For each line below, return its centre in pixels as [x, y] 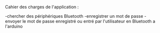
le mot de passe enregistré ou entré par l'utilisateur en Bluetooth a [89, 21]
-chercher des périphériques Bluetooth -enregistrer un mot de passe [74, 16]
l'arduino [14, 26]
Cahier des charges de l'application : [42, 7]
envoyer [13, 21]
